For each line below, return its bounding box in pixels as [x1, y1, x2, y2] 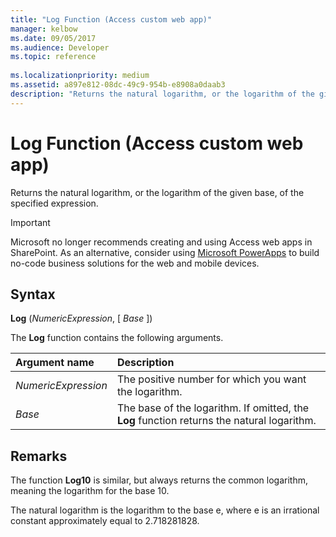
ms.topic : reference [10, 52, 97, 62]
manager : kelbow [10, 24, 78, 34]
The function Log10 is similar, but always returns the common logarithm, [10, 474, 308, 486]
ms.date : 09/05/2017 [10, 33, 97, 43]
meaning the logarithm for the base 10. [10, 485, 170, 497]
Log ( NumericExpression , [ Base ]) [10, 312, 153, 325]
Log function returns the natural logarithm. [116, 414, 317, 428]
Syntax [10, 286, 56, 303]
